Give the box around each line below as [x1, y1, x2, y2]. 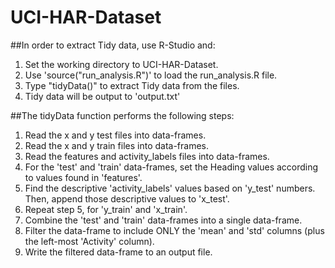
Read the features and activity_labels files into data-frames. [24, 150, 270, 162]
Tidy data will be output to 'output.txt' [24, 90, 181, 102]
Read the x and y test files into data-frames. [24, 129, 207, 141]
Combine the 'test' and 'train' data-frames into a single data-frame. [24, 214, 303, 226]
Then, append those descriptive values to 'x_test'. [24, 192, 230, 205]
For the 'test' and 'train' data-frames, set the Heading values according [24, 161, 319, 173]
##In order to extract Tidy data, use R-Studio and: [10, 39, 216, 51]
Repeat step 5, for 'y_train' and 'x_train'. [24, 203, 188, 215]
